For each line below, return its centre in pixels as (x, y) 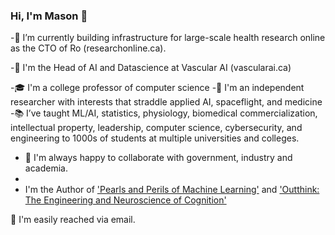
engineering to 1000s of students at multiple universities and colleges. (155, 138)
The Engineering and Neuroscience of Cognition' (125, 200)
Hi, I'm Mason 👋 (49, 16)
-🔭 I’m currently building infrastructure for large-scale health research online (168, 38)
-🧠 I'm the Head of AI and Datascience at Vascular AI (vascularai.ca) (151, 68)
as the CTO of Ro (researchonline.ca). (88, 48)
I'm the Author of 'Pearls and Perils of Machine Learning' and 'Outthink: (172, 190)
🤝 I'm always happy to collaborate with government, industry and (158, 158)
